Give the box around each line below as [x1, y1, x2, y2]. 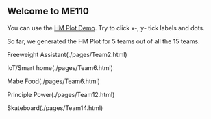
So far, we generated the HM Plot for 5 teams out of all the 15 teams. [7, 37, 200, 45]
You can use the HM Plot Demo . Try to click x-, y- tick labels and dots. [7, 23, 206, 32]
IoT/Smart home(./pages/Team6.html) [7, 63, 113, 72]
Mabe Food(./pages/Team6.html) [7, 77, 101, 85]
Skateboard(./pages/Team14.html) [7, 103, 103, 112]
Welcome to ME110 [7, 6, 89, 17]
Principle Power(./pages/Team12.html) [7, 90, 115, 98]
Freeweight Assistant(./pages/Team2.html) [7, 50, 128, 58]
